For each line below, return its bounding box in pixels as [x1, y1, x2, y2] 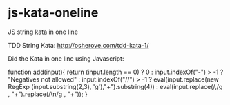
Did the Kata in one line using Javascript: [8, 54, 124, 63]
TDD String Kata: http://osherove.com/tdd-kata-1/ [8, 41, 149, 49]
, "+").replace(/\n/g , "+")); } [8, 90, 88, 98]
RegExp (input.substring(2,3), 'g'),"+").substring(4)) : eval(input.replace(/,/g [8, 82, 223, 90]
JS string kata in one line [8, 28, 79, 36]
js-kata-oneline [8, 5, 99, 21]
